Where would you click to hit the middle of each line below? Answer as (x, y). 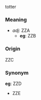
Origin (13, 49)
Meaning (16, 19)
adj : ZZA (21, 30)
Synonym (17, 72)
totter (11, 7)
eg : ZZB (28, 36)
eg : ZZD (13, 83)
